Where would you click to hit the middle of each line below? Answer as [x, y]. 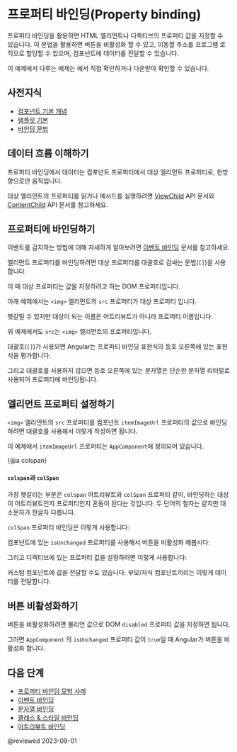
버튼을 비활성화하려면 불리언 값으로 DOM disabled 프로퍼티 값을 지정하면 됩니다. [119, 624]
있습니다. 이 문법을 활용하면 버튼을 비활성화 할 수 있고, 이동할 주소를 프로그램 [113, 44]
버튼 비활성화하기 [43, 606]
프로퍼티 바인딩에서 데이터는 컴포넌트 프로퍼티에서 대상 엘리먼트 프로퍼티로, [111, 172]
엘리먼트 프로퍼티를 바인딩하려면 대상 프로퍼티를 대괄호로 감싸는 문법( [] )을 [110, 262]
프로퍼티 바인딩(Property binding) [104, 15]
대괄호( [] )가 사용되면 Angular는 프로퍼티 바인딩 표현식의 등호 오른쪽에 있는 [111, 347]
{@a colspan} [27, 461]
